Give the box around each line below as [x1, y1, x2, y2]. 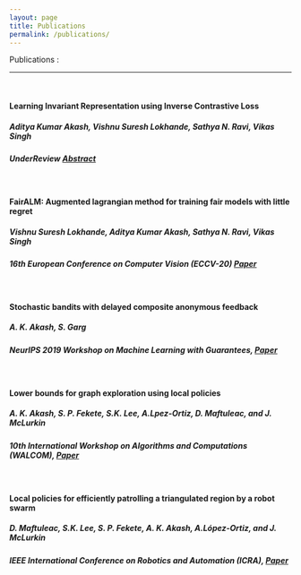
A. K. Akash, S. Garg [9, 322, 87, 332]
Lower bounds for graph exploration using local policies [9, 387, 221, 399]
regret [9, 205, 33, 216]
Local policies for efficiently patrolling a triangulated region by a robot [9, 493, 275, 503]
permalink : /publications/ [9, 30, 110, 39]
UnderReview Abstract [9, 153, 97, 164]
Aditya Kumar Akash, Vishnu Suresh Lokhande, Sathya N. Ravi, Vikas [9, 121, 275, 132]
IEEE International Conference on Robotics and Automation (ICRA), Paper [9, 554, 289, 565]
